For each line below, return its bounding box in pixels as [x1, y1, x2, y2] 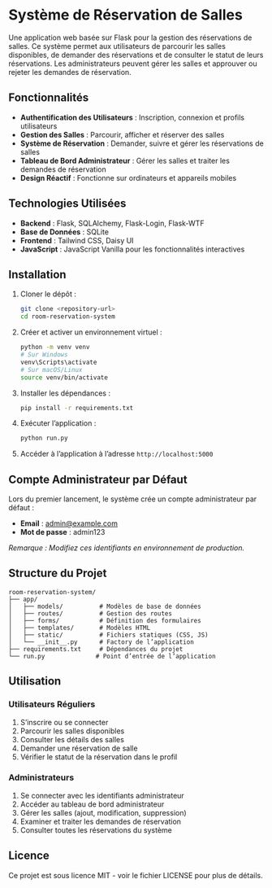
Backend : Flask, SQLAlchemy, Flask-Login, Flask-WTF [19, 218, 205, 228]
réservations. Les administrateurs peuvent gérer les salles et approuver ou [8, 59, 257, 68]
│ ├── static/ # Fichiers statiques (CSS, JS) [8, 631, 209, 639]
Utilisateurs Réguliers [8, 698, 96, 710]
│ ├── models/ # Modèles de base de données [8, 602, 201, 610]
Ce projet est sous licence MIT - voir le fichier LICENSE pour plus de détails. [8, 870, 263, 880]
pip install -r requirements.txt [19, 404, 134, 412]
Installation [8, 267, 67, 282]
